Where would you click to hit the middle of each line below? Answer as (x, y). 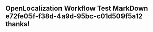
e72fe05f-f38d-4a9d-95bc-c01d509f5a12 (74, 17)
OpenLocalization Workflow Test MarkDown (77, 8)
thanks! (18, 24)
